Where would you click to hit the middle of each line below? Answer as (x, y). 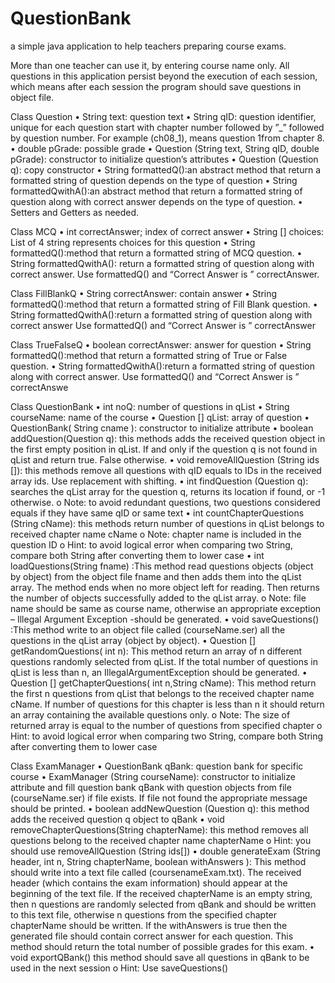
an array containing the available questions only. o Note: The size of (150, 714)
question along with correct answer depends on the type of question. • (156, 201)
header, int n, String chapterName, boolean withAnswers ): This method (158, 861)
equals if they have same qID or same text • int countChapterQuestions (157, 513)
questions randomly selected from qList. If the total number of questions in (164, 661)
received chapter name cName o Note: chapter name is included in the (156, 534)
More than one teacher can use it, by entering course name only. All (150, 65)
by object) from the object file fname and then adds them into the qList (156, 576)
